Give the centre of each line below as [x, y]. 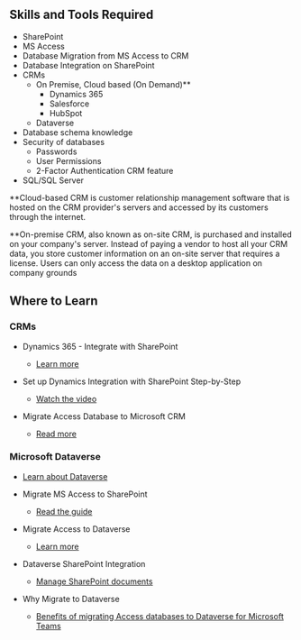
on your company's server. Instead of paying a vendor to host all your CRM [149, 243]
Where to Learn [54, 301]
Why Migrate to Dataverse [71, 599]
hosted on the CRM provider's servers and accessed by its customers [139, 207]
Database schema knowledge [78, 132]
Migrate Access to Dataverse [76, 529]
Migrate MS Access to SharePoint [85, 494]
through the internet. [48, 216]
